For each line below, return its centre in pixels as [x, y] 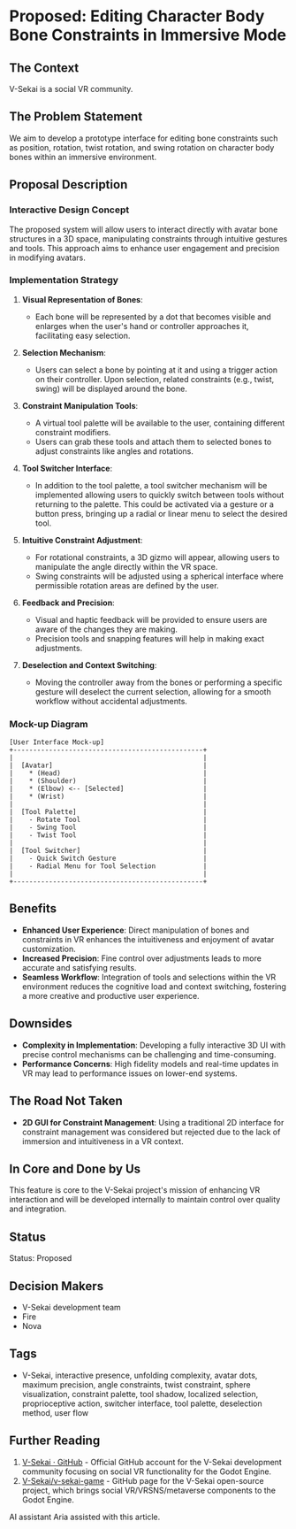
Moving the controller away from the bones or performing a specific [159, 682]
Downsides [41, 1024]
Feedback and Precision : [68, 603]
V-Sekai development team [71, 1307]
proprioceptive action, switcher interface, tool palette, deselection [142, 1403]
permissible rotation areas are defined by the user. [127, 585]
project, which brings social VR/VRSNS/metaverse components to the [149, 1490]
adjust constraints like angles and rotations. [114, 451]
